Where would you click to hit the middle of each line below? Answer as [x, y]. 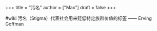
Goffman [15, 24]
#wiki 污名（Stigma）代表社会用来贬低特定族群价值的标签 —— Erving [79, 18]
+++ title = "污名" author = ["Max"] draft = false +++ [61, 7]
